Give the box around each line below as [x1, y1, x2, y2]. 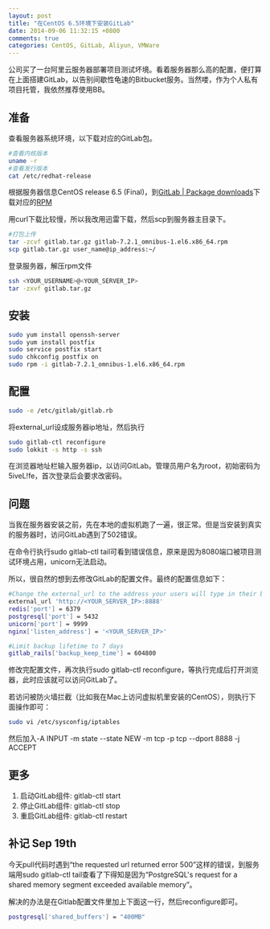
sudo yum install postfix [8, 338, 95, 346]
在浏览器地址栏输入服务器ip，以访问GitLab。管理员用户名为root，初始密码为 [8, 461, 261, 471]
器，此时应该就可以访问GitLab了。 [8, 675, 122, 685]
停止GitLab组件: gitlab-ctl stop [19, 800, 121, 810]
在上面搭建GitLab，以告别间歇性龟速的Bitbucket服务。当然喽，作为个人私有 [8, 75, 259, 84]
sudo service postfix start [8, 346, 103, 354]
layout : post [8, 11, 52, 20]
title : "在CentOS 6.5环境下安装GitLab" [8, 19, 135, 27]
